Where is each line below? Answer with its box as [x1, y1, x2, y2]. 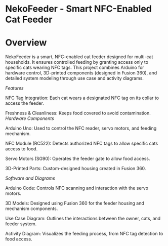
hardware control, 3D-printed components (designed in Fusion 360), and [5, 70, 157, 76]
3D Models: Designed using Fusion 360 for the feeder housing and [5, 200, 144, 207]
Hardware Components [5, 115, 54, 121]
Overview [5, 37, 47, 49]
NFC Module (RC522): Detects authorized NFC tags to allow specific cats [5, 140, 158, 147]
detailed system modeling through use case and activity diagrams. [5, 75, 144, 81]
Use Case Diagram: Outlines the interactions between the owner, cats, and [5, 216, 161, 222]
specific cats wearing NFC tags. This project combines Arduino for [5, 64, 144, 71]
